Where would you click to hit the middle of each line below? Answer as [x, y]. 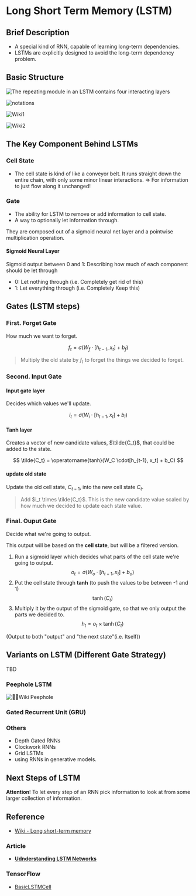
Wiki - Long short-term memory [53, 831]
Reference [25, 817]
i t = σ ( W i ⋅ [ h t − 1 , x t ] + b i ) [98, 416]
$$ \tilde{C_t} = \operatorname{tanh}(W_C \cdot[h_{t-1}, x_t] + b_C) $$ [98, 460]
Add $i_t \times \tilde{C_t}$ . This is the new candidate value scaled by [105, 500]
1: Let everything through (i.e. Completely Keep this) [77, 288]
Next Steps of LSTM [43, 778]
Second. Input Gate [34, 376]
